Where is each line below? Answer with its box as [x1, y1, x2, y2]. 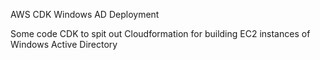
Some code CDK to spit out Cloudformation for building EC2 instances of [10, 28, 311, 39]
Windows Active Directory [10, 39, 118, 50]
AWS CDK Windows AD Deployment [10, 9, 160, 20]
